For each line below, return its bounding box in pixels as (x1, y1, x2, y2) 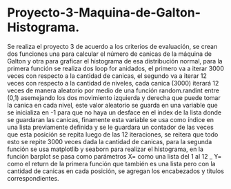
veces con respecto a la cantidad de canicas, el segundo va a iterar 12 (7, 71, 207, 80)
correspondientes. (7, 174, 60, 182)
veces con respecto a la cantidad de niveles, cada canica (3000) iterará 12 (7, 79, 219, 87)
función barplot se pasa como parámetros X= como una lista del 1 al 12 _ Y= (7, 152, 222, 160)
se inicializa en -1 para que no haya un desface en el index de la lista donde (7, 108, 222, 117)
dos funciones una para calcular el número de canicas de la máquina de (7, 50, 212, 58)
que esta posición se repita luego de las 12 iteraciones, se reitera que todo (7, 130, 219, 139)
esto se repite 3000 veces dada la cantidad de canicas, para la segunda (7, 137, 212, 146)
